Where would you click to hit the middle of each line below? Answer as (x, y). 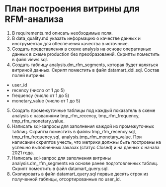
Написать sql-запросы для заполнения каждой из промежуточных (83, 126)
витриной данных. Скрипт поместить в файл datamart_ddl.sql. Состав (85, 70)
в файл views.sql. (30, 59)
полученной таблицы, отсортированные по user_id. (66, 179)
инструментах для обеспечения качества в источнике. (70, 43)
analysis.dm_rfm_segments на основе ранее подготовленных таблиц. (85, 163)
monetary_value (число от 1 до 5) (46, 100)
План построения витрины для (72, 9)
